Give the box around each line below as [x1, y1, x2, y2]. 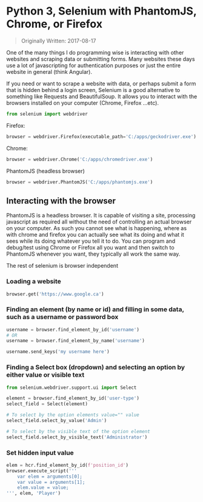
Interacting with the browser [6, 196, 116, 206]
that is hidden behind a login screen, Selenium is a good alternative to [6, 86, 181, 93]
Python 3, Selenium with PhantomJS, [6, 4, 197, 18]
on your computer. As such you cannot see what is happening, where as [6, 225, 187, 232]
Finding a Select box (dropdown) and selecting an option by [6, 363, 185, 372]
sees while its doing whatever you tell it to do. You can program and [6, 237, 176, 245]
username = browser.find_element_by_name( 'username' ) [6, 338, 145, 344]
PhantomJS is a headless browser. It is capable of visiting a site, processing [6, 212, 196, 219]
